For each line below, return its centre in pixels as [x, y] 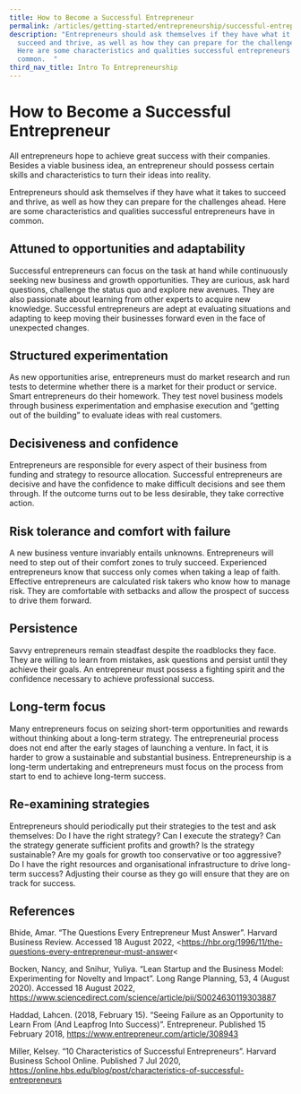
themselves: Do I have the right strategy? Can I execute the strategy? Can [145, 835]
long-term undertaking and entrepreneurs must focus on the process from [146, 766]
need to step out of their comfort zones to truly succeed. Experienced [138, 563]
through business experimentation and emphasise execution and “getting [144, 406]
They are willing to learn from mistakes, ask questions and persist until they [149, 659]
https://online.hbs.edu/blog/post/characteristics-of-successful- [127, 1071]
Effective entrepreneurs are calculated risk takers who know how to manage [150, 581]
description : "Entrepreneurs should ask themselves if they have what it [150, 34]
